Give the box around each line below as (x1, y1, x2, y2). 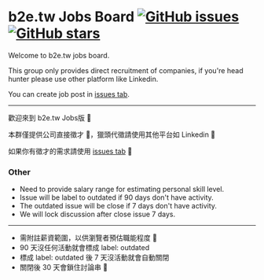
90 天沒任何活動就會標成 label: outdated (19, 243, 150, 252)
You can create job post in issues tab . (8, 89, 130, 98)
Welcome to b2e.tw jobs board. (8, 50, 110, 60)
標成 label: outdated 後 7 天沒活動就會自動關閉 (19, 252, 170, 263)
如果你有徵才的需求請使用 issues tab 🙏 (8, 146, 133, 156)
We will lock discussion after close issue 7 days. (19, 209, 175, 219)
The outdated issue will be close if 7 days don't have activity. (19, 201, 218, 211)
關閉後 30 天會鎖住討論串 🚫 (19, 263, 108, 272)
